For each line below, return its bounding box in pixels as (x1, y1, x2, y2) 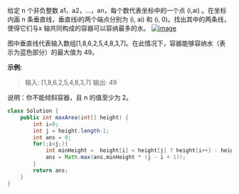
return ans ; (33, 166, 69, 174)
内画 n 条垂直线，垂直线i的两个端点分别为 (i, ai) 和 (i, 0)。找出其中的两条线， (7, 15, 230, 23)
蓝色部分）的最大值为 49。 (19, 48, 98, 56)
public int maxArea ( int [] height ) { (20, 114, 129, 121)
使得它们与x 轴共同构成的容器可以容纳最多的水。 (7, 24, 150, 32)
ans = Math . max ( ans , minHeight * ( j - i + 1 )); (45, 153, 186, 161)
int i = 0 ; (33, 120, 59, 128)
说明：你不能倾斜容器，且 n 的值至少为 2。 (7, 93, 133, 102)
